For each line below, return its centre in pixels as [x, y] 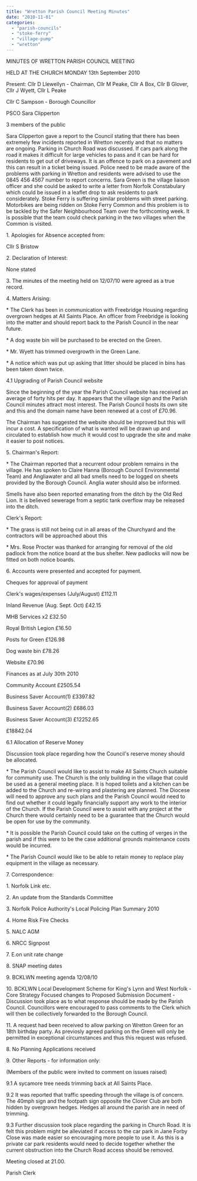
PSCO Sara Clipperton [33, 113]
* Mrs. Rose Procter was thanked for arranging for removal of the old [89, 547]
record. [15, 287]
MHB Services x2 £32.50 [36, 616]
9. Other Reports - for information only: [54, 1060]
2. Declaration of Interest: [37, 258]
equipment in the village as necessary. [53, 863]
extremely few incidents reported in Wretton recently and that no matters [94, 142]
